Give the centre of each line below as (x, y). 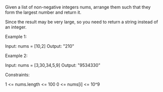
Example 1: (16, 37)
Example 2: (16, 56)
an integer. (16, 27)
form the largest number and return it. (43, 12)
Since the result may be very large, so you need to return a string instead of (81, 22)
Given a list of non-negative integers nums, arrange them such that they (78, 7)
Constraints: (17, 75)
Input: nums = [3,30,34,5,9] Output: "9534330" (53, 65)
